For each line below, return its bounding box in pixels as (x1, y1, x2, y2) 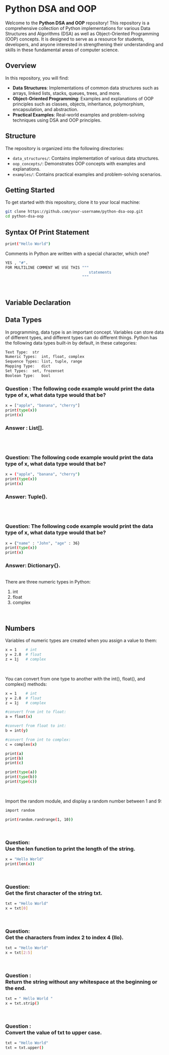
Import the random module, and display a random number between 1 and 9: (5, 798, 162, 804)
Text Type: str (5, 349, 39, 355)
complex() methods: (5, 681, 47, 687)
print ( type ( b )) (5, 774, 37, 780)
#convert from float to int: (5, 723, 67, 729)
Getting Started (5, 186, 55, 194)
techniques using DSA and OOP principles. (12, 117, 102, 123)
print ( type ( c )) (5, 779, 37, 784)
